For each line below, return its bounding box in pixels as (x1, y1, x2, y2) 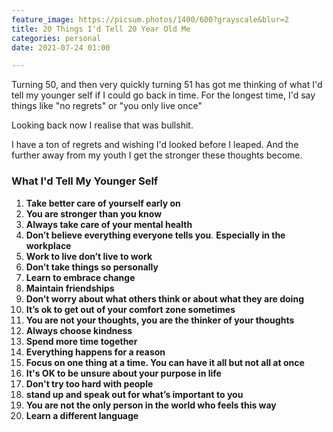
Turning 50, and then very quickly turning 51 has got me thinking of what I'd (11, 79, 323, 91)
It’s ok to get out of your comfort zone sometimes (25, 303, 236, 315)
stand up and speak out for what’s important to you (25, 388, 244, 400)
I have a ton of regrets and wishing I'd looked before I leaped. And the (11, 139, 299, 151)
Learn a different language (25, 409, 139, 421)
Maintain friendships (25, 282, 115, 294)
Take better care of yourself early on (25, 197, 181, 209)
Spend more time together (25, 335, 138, 347)
